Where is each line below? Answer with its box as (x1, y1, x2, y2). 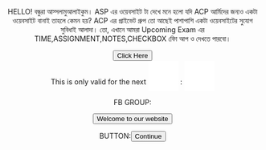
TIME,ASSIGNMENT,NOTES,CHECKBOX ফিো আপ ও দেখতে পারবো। (34, 34, 231, 43)
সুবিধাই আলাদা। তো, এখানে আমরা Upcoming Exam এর (60, 25, 205, 34)
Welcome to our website (96, 115, 169, 123)
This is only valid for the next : (51, 77, 182, 87)
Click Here (117, 51, 149, 59)
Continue (134, 132, 162, 140)
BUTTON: (99, 132, 132, 140)
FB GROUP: (113, 98, 152, 107)
